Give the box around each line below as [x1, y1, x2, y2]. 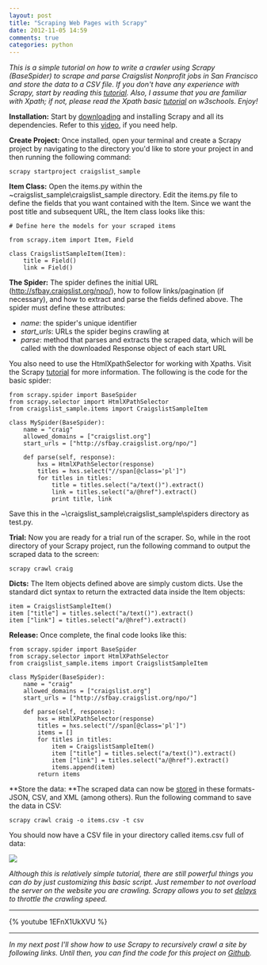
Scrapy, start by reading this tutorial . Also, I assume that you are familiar [9, 88, 247, 97]
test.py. [9, 517, 34, 527]
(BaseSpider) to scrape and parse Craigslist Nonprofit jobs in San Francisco [9, 71, 258, 81]
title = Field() [23, 257, 78, 265]
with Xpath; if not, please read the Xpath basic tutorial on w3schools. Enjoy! [9, 97, 258, 106]
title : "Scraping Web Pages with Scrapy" [9, 19, 148, 27]
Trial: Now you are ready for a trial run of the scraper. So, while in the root [9, 532, 251, 543]
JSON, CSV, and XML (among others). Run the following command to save [9, 793, 252, 803]
